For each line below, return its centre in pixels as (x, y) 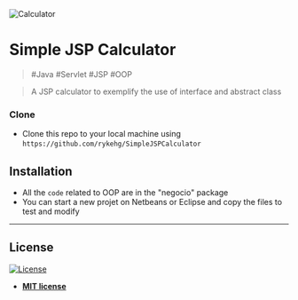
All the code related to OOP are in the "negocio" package (125, 193)
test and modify (51, 211)
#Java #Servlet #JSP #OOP (82, 74)
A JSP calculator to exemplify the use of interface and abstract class (156, 91)
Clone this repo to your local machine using (102, 134)
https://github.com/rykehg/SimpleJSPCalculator (111, 144)
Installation (41, 171)
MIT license (44, 286)
